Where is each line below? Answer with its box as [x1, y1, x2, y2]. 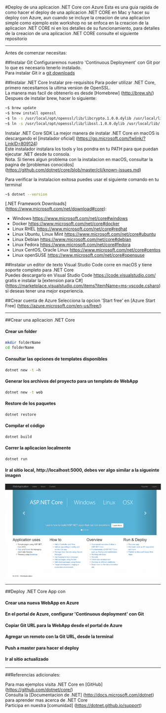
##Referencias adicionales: [5, 672, 61, 678]
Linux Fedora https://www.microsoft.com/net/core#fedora [12, 242, 131, 248]
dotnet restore [5, 412, 37, 417]
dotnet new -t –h [5, 368, 41, 373]
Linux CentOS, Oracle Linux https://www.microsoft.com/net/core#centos [12, 247, 161, 253]
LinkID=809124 [5, 140, 36, 146]
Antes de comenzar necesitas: [5, 50, 67, 56]
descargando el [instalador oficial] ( [5, 135, 78, 141]
